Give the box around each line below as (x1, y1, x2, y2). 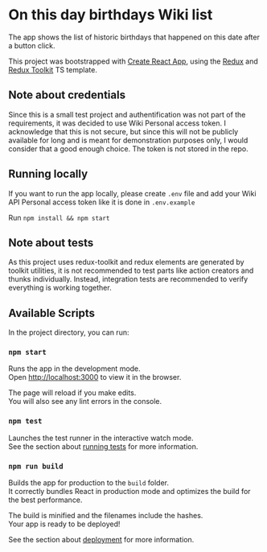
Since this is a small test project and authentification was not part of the (8, 109, 246, 119)
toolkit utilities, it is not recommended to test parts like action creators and (8, 266, 254, 275)
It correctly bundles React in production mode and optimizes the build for (8, 487, 251, 496)
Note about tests (8, 236, 94, 249)
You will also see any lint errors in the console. (8, 397, 162, 406)
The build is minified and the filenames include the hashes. (8, 511, 203, 521)
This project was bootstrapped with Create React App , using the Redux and (8, 56, 259, 66)
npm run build (8, 461, 64, 471)
